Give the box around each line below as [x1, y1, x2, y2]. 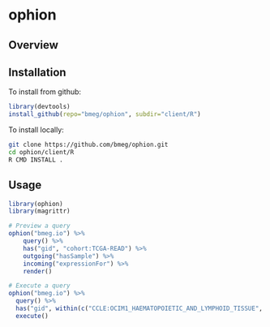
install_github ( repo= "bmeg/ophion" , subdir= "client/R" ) [8, 110, 201, 118]
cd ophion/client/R [8, 148, 75, 157]
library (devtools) [8, 103, 71, 111]
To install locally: [8, 125, 65, 135]
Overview [8, 38, 59, 52]
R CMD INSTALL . [8, 156, 63, 164]
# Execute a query [8, 282, 71, 290]
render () [23, 267, 53, 275]
